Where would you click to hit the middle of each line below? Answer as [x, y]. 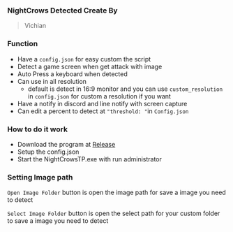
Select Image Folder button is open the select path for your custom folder [114, 213]
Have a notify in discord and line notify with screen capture [102, 103]
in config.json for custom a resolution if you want [99, 96]
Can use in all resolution [52, 81]
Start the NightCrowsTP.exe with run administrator [90, 159]
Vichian [35, 26]
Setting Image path [40, 177]
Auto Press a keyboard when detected [72, 74]
